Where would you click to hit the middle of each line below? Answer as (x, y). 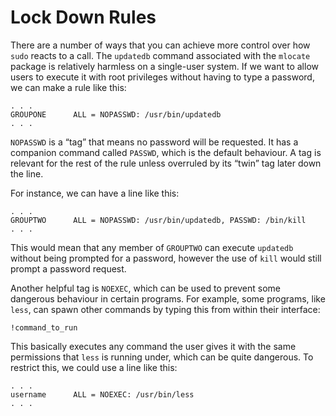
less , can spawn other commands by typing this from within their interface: (165, 309)
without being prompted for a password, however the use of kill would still (166, 258)
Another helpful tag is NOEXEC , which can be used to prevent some (146, 288)
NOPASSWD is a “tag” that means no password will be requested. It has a (154, 142)
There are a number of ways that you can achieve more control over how (160, 45)
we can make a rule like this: (68, 87)
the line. (27, 173)
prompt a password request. (68, 268)
